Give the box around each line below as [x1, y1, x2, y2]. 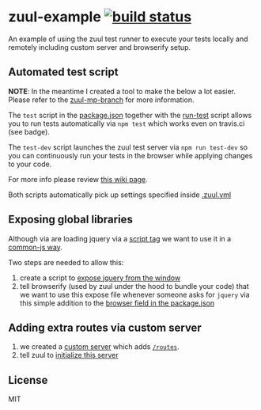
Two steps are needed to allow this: [8, 257, 124, 267]
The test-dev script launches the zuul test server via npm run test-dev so [8, 142, 248, 152]
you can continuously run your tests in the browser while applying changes [8, 150, 253, 160]
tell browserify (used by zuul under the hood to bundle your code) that [19, 281, 249, 290]
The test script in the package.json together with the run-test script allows [8, 110, 252, 120]
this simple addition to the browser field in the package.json [19, 298, 215, 308]
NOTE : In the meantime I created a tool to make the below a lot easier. [8, 86, 236, 96]
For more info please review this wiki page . [8, 174, 148, 184]
